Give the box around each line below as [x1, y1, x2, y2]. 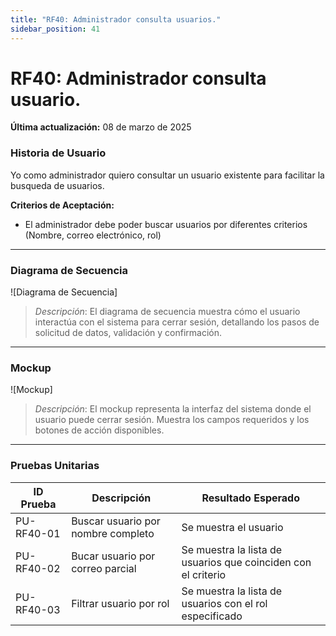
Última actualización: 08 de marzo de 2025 [10, 121, 192, 133]
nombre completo [71, 526, 155, 540]
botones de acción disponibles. [34, 424, 165, 436]
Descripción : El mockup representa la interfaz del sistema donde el [34, 403, 312, 415]
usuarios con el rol [181, 596, 268, 610]
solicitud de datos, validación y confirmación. [34, 327, 223, 339]
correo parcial [71, 561, 137, 575]
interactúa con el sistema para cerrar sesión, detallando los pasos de [34, 316, 320, 328]
